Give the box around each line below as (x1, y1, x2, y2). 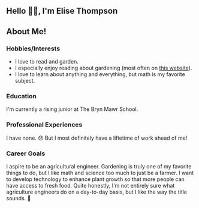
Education (6, 92, 37, 100)
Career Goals (6, 149, 46, 158)
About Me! (6, 26, 47, 37)
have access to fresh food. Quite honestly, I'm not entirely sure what (6, 182, 175, 189)
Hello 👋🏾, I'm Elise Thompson (6, 6, 118, 16)
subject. (14, 77, 35, 85)
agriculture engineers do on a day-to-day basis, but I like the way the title (6, 188, 188, 195)
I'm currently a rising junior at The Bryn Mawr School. (6, 105, 138, 113)
